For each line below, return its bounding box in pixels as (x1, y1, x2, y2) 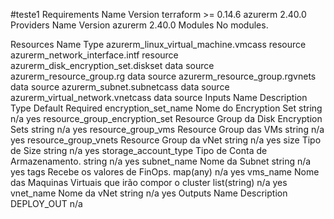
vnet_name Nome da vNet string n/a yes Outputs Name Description (10, 187, 288, 199)
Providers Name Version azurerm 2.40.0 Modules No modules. (10, 19, 269, 31)
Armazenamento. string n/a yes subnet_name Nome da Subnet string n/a (10, 155, 312, 167)
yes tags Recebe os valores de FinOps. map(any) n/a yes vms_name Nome (10, 166, 320, 178)
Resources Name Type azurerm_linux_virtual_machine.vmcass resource (10, 39, 307, 50)
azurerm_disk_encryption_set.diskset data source (10, 60, 215, 71)
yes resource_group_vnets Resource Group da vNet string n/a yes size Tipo (10, 134, 322, 146)
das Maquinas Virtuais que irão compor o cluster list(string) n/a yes (10, 177, 288, 188)
